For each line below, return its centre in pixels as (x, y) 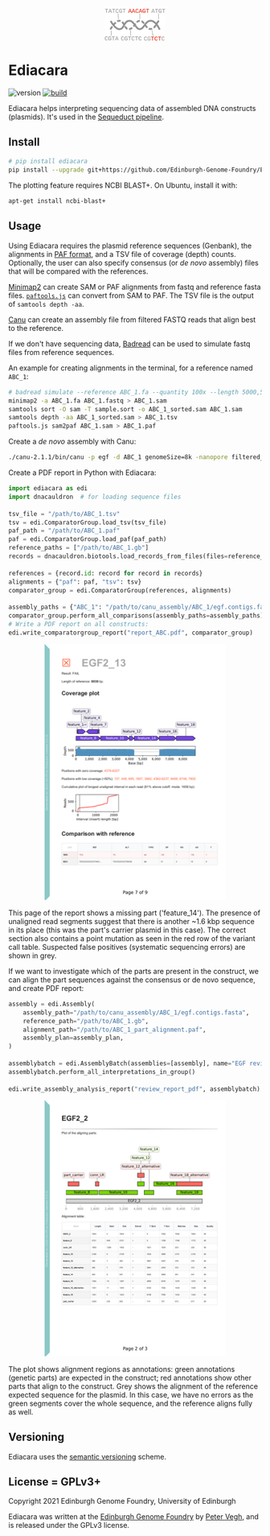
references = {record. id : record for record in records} (106, 573)
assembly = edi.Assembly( (51, 1004)
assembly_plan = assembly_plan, (74, 1038)
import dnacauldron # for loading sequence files (95, 497)
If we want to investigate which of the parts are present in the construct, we (134, 971)
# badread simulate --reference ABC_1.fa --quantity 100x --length (124, 392)
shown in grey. (33, 956)
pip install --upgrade (46, 170)
